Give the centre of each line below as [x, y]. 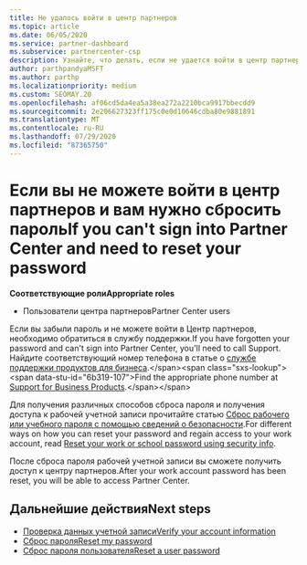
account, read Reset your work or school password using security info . [143, 443]
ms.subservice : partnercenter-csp [75, 52]
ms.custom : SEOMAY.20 [51, 94]
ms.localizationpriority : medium [73, 86]
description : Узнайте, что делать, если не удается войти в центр [138, 60]
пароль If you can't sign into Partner [148, 229]
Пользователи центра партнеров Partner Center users [127, 310]
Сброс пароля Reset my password [87, 540]
